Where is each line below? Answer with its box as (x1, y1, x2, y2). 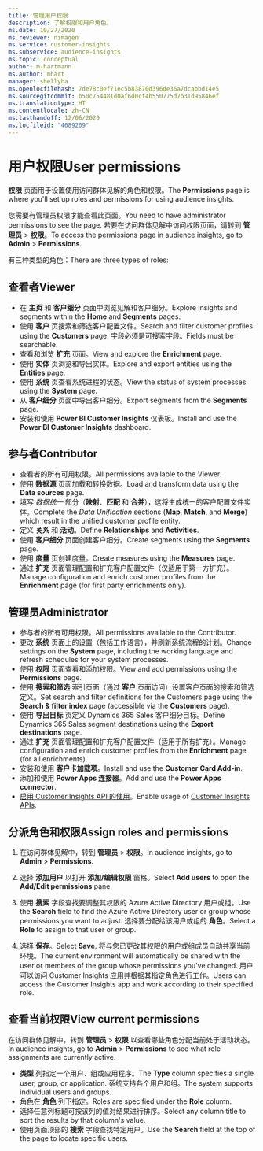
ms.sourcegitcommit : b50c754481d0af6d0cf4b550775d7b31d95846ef (8, 92, 220, 100)
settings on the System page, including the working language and (19, 646, 234, 656)
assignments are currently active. (8, 1052, 116, 1061)
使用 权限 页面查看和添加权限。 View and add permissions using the (19, 664, 238, 674)
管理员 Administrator (8, 605, 108, 619)
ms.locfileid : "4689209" (8, 121, 89, 129)
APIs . (19, 801, 37, 810)
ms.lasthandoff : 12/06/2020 (8, 114, 100, 122)
